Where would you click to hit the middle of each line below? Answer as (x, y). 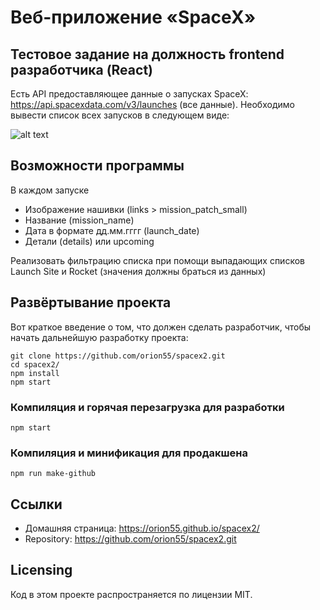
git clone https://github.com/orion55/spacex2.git (118, 356)
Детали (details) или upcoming (89, 241)
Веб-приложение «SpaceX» (133, 17)
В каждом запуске (50, 190)
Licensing (41, 570)
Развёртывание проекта (91, 302)
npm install (35, 373)
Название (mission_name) (79, 220)
